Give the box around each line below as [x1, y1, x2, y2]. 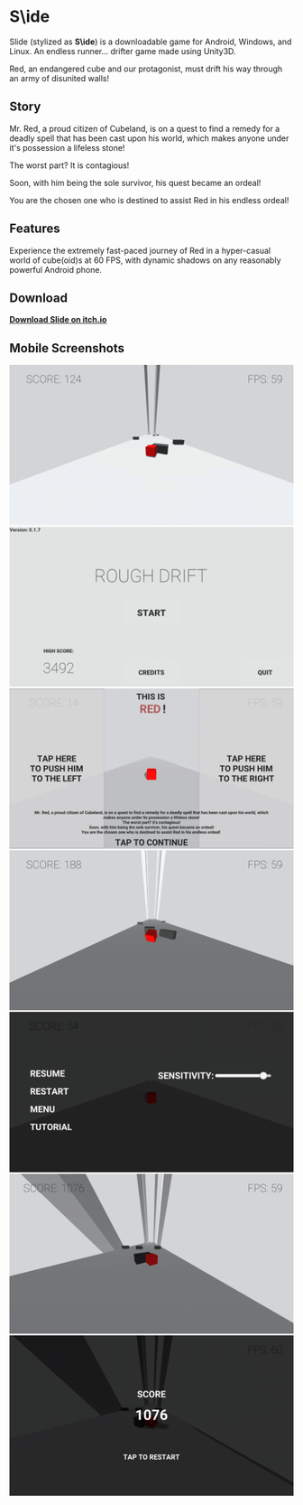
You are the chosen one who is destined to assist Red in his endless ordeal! [9, 194, 289, 205]
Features [9, 221, 60, 237]
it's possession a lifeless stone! [9, 142, 125, 153]
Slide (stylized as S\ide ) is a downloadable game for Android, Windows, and [9, 36, 292, 47]
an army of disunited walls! [9, 72, 110, 83]
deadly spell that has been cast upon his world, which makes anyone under [9, 133, 289, 144]
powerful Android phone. [9, 264, 102, 275]
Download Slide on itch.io [9, 314, 107, 325]
